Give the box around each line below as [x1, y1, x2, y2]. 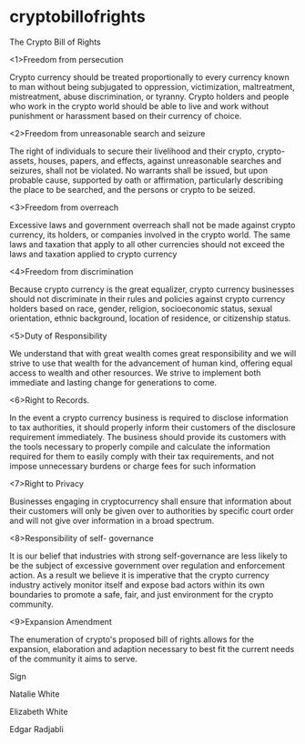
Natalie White [9, 689, 60, 699]
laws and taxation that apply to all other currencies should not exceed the [9, 238, 285, 249]
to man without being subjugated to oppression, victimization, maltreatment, [9, 81, 296, 92]
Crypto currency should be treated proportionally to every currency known [9, 71, 290, 83]
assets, [9, 155, 36, 166]
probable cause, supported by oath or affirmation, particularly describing [9, 175, 284, 186]
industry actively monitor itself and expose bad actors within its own [9, 579, 266, 590]
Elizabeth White [9, 706, 68, 717]
